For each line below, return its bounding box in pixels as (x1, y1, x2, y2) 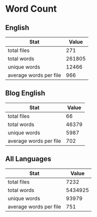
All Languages (5, 154, 52, 163)
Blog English (5, 89, 45, 98)
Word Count (5, 3, 57, 15)
